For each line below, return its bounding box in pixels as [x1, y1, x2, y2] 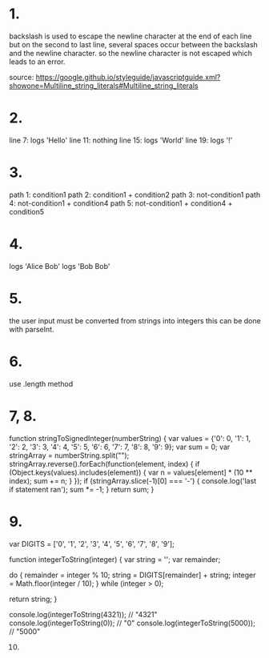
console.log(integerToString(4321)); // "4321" [9, 609, 159, 619]
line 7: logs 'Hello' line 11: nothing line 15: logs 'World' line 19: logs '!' [9, 135, 233, 145]
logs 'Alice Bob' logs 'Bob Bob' [9, 261, 110, 271]
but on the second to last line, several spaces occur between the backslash [9, 39, 259, 49]
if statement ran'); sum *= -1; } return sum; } [9, 484, 155, 494]
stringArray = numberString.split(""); [9, 450, 130, 460]
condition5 [9, 207, 45, 216]
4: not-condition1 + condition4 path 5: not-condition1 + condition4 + [9, 198, 233, 208]
